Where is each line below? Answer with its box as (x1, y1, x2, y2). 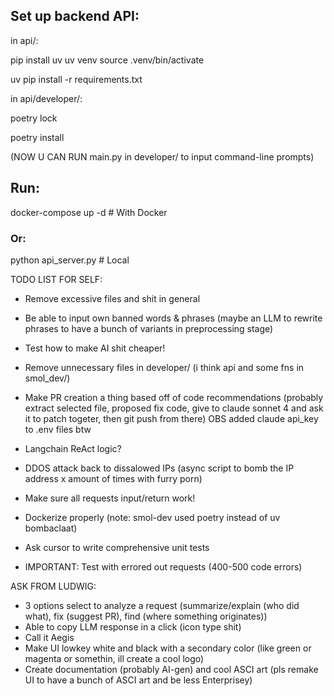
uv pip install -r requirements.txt (10, 73, 143, 85)
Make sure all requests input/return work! (24, 492, 196, 504)
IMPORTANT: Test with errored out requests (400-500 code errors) (24, 560, 303, 573)
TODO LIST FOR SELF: (10, 273, 103, 285)
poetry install (10, 131, 65, 143)
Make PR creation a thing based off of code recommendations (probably (24, 391, 324, 403)
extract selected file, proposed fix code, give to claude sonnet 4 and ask (24, 402, 324, 414)
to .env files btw (24, 423, 92, 435)
